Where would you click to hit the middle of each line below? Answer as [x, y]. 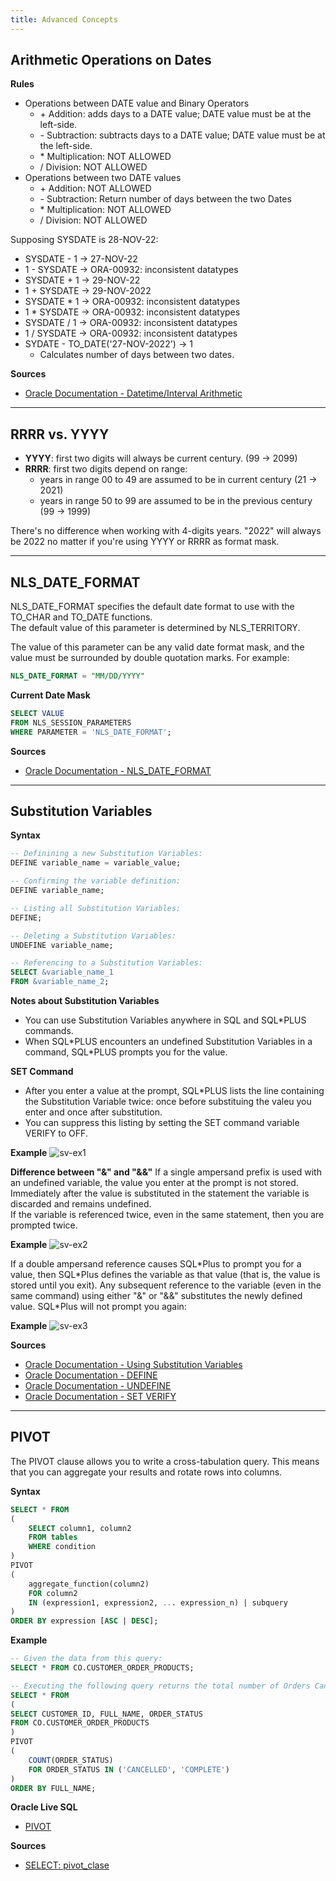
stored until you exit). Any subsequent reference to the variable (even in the [166, 1285]
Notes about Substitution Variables [85, 1000]
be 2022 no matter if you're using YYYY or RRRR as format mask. [145, 542]
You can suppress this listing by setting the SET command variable [162, 1122]
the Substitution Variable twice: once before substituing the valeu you [168, 1101]
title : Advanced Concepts [64, 19]
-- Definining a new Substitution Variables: [106, 854]
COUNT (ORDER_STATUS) [71, 1760]
